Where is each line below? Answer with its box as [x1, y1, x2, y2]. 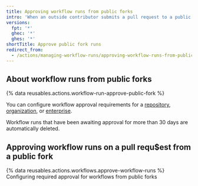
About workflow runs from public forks [6, 74, 152, 84]
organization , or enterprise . [6, 107, 72, 115]
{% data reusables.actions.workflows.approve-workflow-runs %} [6, 167, 165, 174]
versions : [6, 19, 31, 25]
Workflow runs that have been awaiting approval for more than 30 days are [6, 119, 189, 126]
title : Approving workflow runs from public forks [6, 8, 133, 15]
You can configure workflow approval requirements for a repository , [6, 101, 171, 108]
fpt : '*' [11, 25, 33, 31]
